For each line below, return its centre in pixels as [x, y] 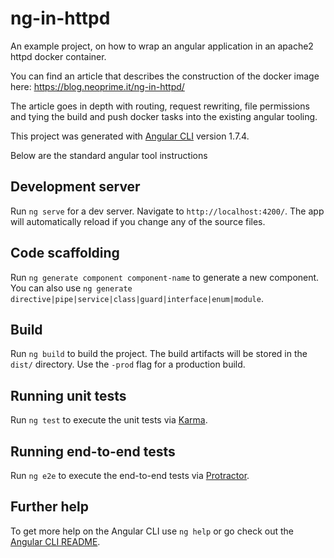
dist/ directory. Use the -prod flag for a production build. [128, 364]
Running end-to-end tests [93, 451]
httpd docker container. [58, 56]
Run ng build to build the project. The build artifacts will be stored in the [159, 354]
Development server [75, 187]
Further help [50, 507]
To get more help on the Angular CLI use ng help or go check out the [152, 531]
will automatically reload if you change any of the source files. [138, 221]
